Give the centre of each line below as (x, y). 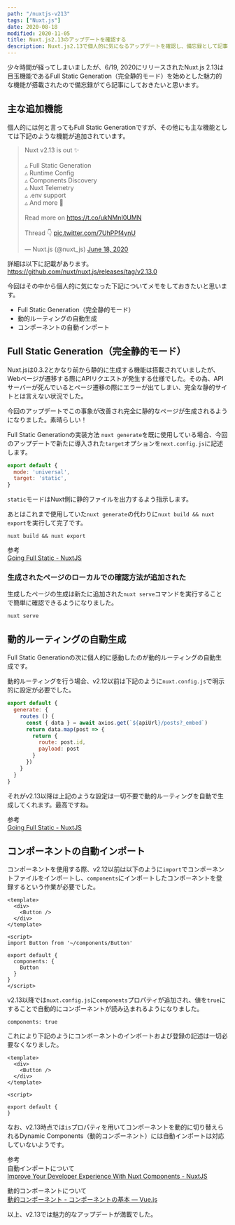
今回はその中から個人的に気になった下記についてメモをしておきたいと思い (114, 286)
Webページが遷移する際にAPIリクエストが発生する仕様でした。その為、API (115, 378)
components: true (33, 1022)
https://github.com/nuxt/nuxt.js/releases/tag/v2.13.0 (82, 272)
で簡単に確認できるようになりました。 (62, 603)
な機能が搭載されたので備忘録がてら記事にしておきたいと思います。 (105, 85)
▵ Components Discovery (61, 180)
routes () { (37, 716)
